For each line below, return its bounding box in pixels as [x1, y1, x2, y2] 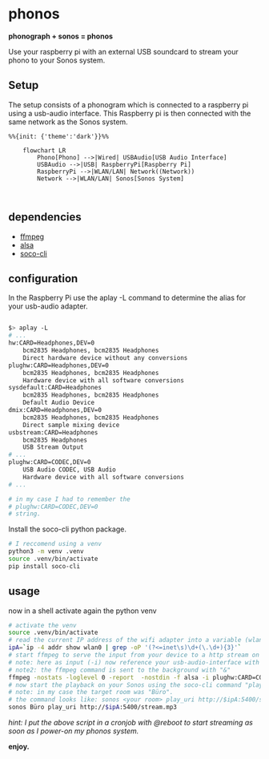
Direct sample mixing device [22, 421, 120, 429]
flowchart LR [22, 146, 66, 155]
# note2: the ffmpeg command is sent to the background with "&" [8, 666, 231, 674]
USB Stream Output [22, 443, 84, 451]
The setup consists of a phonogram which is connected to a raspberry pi [8, 99, 249, 109]
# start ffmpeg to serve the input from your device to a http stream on [8, 651, 260, 660]
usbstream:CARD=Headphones [8, 428, 98, 437]
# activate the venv [8, 621, 78, 629]
